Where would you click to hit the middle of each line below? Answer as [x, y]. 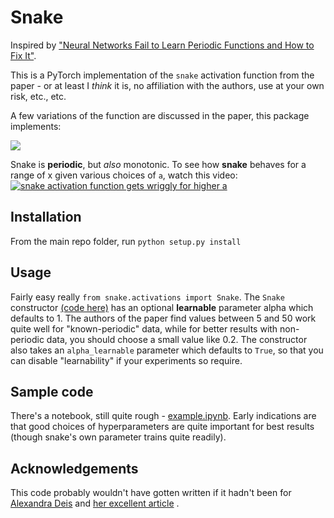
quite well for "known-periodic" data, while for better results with [144, 328]
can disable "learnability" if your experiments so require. [126, 360]
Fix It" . [23, 55]
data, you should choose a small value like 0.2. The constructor [177, 339]
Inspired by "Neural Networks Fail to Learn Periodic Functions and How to [162, 45]
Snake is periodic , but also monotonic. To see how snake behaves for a [158, 164]
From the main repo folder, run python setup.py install [126, 241]
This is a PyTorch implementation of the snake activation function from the [162, 75]
